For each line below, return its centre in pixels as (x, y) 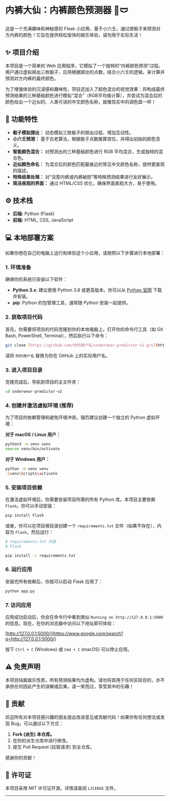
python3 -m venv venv (28, 444)
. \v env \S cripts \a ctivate (31, 474)
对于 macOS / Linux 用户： (33, 434)
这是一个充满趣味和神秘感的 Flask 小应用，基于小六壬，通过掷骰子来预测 (81, 28)
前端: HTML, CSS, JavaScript (43, 220)
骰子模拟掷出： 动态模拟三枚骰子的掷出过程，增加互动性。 (73, 132)
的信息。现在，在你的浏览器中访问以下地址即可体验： (61, 623)
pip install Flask (25, 515)
